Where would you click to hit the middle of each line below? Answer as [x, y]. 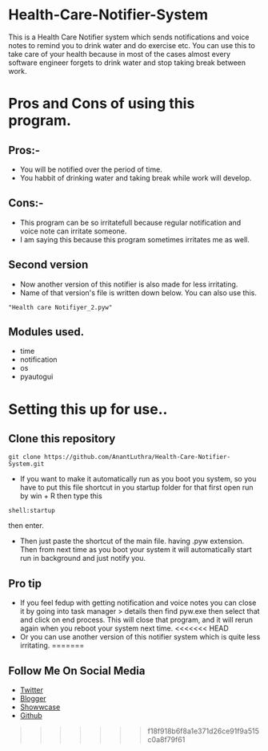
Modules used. [46, 332]
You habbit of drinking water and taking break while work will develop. [136, 177]
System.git [26, 464]
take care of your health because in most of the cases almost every [119, 54]
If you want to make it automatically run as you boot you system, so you [138, 479]
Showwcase [40, 707]
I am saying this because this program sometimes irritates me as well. [135, 239]
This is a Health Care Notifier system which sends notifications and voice [129, 37]
